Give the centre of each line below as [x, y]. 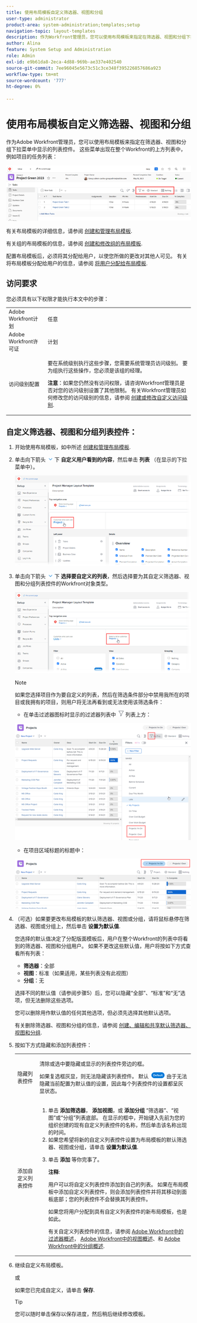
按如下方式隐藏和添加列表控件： [53, 1045]
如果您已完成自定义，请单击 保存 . [55, 1290]
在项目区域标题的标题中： [54, 850]
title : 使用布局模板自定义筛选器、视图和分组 [55, 12]
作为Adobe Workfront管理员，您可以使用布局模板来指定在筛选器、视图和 [94, 141]
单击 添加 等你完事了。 [75, 1159]
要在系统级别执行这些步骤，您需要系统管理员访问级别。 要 [118, 363]
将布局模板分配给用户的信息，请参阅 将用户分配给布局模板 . [77, 263]
